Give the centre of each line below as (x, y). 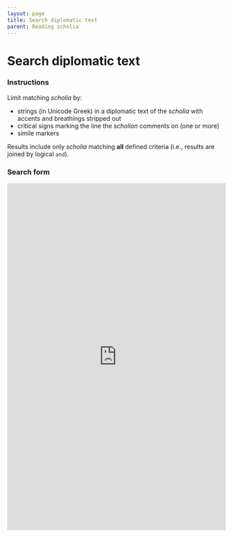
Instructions (28, 83)
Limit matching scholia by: (45, 97)
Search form (28, 172)
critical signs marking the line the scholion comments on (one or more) (118, 126)
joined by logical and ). (38, 154)
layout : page (26, 14)
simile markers (38, 133)
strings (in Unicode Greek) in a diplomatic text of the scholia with (110, 111)
